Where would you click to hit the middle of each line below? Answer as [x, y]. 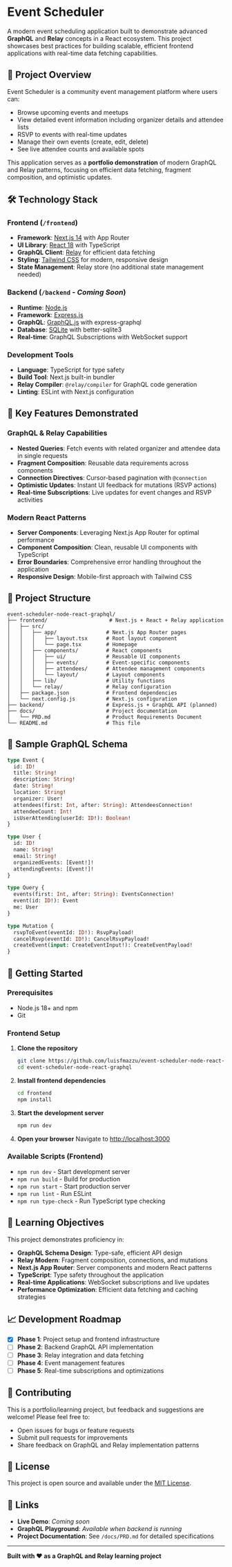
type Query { [26, 888]
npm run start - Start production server [74, 1186]
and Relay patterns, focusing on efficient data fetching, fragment [99, 169]
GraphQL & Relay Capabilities [57, 433]
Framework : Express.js [50, 314]
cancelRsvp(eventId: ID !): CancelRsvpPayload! [81, 939]
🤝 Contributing [39, 1393]
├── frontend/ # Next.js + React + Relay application [116, 620]
